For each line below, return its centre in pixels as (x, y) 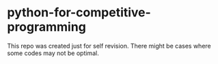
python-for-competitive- (79, 13)
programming (47, 27)
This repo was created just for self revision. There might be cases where (109, 46)
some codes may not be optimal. (53, 53)
